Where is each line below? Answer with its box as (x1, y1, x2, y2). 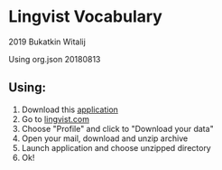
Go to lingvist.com (21, 113, 89, 124)
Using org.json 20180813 (8, 53, 101, 64)
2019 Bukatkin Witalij (8, 36, 87, 47)
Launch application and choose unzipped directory (21, 142, 211, 153)
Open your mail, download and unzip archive (21, 133, 189, 144)
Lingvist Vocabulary (8, 6, 163, 27)
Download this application (21, 104, 119, 115)
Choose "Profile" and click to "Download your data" (21, 123, 214, 134)
